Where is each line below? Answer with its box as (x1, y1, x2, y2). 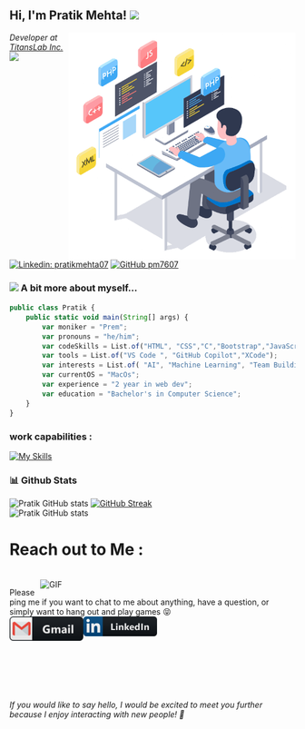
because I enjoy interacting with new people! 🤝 (9, 709, 185, 720)
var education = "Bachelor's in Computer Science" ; (42, 389, 242, 399)
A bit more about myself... (20, 281, 138, 294)
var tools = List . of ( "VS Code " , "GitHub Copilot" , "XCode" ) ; (42, 351, 279, 360)
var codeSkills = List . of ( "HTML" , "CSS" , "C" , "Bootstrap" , (42, 341, 266, 350)
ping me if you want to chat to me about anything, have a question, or (9, 596, 270, 607)
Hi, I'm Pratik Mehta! (9, 8, 127, 24)
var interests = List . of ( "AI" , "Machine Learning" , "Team (42, 360, 271, 370)
